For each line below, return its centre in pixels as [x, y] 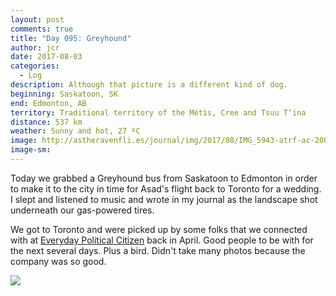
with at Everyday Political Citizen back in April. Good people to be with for [162, 240]
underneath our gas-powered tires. [82, 210]
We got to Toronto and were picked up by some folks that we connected [159, 229]
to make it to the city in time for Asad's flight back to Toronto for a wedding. [166, 188]
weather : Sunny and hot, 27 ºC [75, 131]
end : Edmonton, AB [48, 103]
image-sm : [31, 150]
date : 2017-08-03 [46, 57]
